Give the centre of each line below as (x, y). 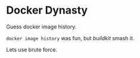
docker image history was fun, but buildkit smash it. (70, 38)
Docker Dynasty (47, 10)
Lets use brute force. (32, 49)
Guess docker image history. (41, 27)
